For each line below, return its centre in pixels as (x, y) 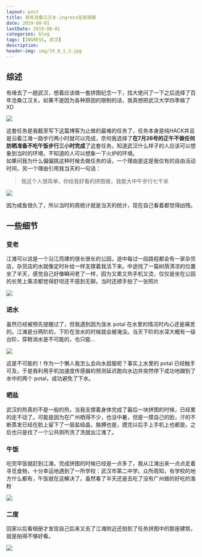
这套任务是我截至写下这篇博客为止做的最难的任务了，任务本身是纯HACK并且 (101, 131)
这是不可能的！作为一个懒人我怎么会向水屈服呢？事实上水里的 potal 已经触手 (101, 363)
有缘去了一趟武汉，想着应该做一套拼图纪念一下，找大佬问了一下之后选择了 (98, 92)
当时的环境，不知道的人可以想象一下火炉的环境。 (77, 153)
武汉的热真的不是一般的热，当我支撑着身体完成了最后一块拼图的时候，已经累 (101, 409)
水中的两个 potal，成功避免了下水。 (50, 378)
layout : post (23, 12)
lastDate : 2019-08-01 (33, 29)
